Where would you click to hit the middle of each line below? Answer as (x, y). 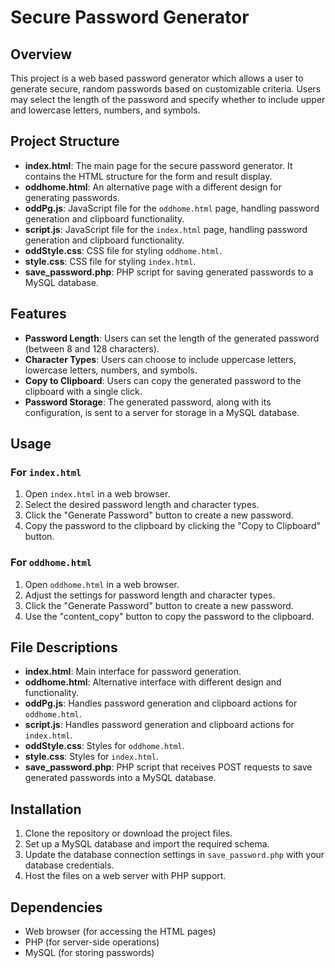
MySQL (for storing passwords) (89, 953)
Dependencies (56, 907)
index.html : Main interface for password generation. (133, 672)
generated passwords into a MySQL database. (120, 778)
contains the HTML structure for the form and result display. (148, 176)
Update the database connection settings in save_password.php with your (174, 855)
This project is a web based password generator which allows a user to (157, 78)
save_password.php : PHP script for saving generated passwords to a (169, 272)
